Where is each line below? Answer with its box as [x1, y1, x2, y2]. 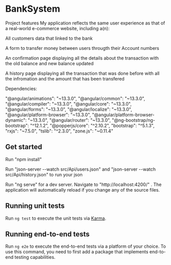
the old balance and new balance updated [5, 60, 94, 66]
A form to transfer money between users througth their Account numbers [5, 45, 159, 51]
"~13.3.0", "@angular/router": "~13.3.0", [28, 117, 111, 123]
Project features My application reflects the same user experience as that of [5, 20, 165, 26]
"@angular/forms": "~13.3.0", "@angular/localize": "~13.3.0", [5, 106, 132, 112]
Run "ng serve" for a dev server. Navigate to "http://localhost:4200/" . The [5, 181, 162, 188]
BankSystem [5, 3, 60, 15]
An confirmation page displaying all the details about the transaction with [5, 55, 159, 61]
